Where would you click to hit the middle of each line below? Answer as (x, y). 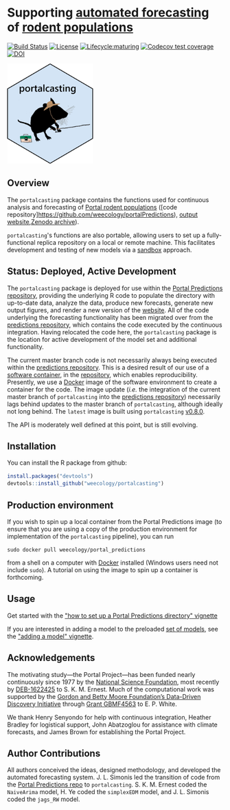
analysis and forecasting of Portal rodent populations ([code (92, 207)
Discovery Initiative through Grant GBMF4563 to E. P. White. (92, 704)
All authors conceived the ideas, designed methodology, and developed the (114, 770)
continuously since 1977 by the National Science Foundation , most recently (113, 682)
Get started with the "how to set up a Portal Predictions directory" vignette (112, 616)
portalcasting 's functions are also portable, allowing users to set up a (106, 235)
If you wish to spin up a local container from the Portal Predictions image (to (115, 522)
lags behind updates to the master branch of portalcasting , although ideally (115, 404)
